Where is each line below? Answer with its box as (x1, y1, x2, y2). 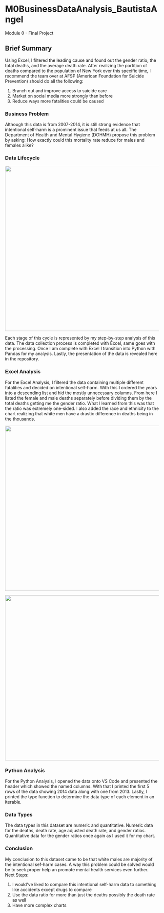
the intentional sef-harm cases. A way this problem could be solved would (5, 862, 154, 867)
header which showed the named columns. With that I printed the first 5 (5, 783, 150, 789)
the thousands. (5, 416, 36, 422)
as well (12, 897, 27, 903)
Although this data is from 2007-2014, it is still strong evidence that (5, 122, 140, 127)
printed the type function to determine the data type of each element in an (5, 793, 155, 800)
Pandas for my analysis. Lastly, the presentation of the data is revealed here (5, 351, 158, 356)
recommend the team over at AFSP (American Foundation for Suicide (5, 73, 144, 79)
